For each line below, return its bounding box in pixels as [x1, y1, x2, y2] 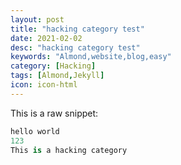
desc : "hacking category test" [10, 42, 141, 53]
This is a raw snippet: [10, 107, 99, 119]
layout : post [10, 14, 65, 25]
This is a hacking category [10, 145, 128, 155]
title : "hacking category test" [10, 24, 145, 34]
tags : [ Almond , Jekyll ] [10, 71, 105, 81]
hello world [10, 126, 60, 136]
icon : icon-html [10, 80, 78, 90]
